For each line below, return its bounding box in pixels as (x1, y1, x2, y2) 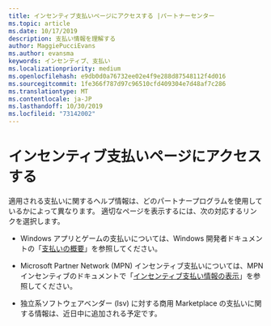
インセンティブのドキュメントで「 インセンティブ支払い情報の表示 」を (19, 271, 254, 281)
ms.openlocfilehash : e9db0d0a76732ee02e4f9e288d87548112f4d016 (8, 72, 227, 80)
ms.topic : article (8, 19, 70, 28)
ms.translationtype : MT (8, 87, 89, 96)
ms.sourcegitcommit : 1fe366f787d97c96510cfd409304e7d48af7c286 (8, 79, 227, 88)
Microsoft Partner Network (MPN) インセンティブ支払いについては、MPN (19, 260, 264, 270)
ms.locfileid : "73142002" (8, 110, 95, 118)
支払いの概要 (41, 243, 85, 253)
